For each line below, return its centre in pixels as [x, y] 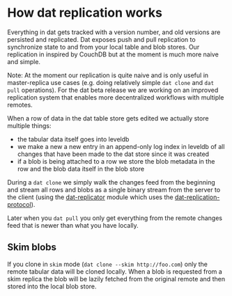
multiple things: [29, 125]
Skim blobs [32, 248]
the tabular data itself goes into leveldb [73, 139]
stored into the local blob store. [52, 286]
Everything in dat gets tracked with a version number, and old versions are [114, 32]
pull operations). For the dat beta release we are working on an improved [113, 90]
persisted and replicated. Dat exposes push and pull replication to [102, 39]
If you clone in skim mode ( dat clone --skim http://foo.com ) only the [107, 264]
